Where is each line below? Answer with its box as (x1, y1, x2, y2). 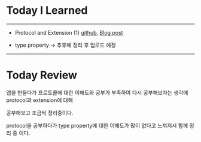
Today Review (6, 68, 78, 82)
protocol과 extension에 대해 (6, 96, 74, 104)
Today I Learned (6, 4, 88, 17)
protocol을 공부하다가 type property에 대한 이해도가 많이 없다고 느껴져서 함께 (6, 122, 188, 129)
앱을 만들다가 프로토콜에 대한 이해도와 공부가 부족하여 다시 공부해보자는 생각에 (6, 89, 188, 96)
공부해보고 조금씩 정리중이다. (6, 109, 74, 116)
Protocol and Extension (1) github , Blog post (14, 29, 123, 36)
